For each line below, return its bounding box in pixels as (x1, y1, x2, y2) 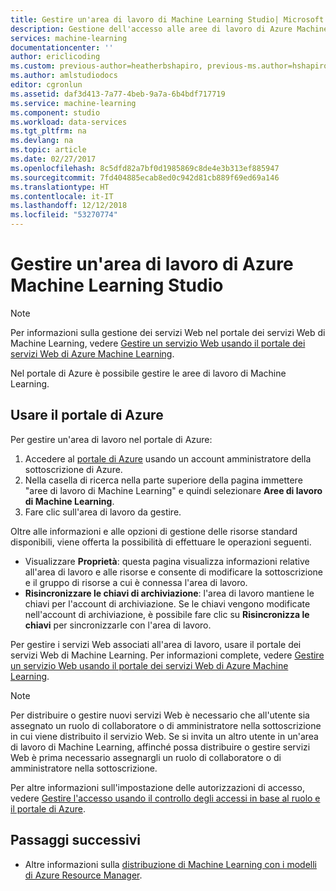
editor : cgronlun (10, 80, 83, 90)
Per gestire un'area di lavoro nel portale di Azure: (10, 433, 213, 445)
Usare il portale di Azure (10, 407, 164, 424)
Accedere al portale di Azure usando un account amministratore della (24, 452, 312, 465)
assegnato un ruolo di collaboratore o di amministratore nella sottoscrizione (10, 719, 322, 731)
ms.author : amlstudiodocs (10, 71, 118, 81)
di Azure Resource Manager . (24, 869, 143, 881)
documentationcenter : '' (10, 42, 114, 53)
